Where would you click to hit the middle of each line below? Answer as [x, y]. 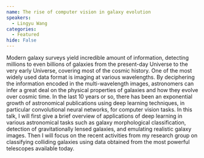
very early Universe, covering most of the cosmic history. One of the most [99, 70]
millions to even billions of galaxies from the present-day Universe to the [97, 64]
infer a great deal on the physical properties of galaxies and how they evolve [102, 90]
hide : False [21, 40]
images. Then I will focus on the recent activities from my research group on [102, 135]
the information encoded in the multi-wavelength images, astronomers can [100, 84]
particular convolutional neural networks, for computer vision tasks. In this [100, 110]
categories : [21, 29]
